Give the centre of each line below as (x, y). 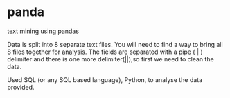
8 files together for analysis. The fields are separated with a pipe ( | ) (105, 52)
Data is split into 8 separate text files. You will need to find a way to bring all (115, 44)
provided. (21, 87)
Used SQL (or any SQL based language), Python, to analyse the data (105, 79)
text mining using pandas (43, 31)
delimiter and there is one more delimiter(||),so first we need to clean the (111, 59)
